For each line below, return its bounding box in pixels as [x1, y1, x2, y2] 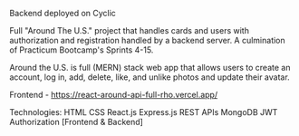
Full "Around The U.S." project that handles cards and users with [9, 25, 249, 35]
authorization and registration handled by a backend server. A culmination [9, 35, 285, 45]
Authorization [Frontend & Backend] [9, 117, 143, 127]
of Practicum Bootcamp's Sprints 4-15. [9, 44, 154, 55]
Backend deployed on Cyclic [9, 8, 116, 18]
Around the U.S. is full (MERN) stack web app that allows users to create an [9, 63, 291, 73]
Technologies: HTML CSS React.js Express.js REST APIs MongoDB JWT [9, 107, 278, 117]
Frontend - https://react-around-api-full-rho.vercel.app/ [9, 90, 218, 100]
